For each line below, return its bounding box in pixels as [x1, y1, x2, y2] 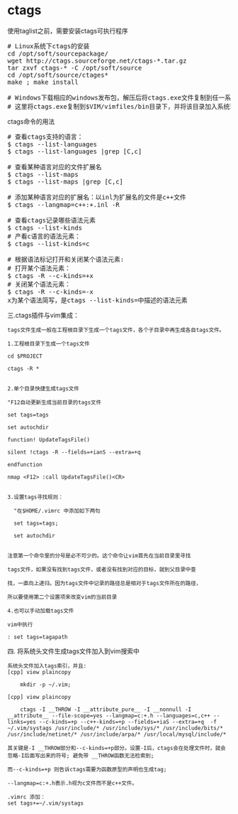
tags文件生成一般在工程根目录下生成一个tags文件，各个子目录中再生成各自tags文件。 [7, 326, 225, 333]
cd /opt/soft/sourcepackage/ [7, 49, 108, 58]
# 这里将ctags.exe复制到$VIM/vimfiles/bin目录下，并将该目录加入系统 [7, 102, 230, 110]
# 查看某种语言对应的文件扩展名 [7, 163, 102, 171]
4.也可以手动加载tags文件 [7, 607, 74, 614]
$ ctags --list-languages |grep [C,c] [7, 147, 142, 155]
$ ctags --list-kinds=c [7, 240, 90, 247]
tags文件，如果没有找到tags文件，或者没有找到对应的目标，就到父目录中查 [7, 566, 196, 573]
